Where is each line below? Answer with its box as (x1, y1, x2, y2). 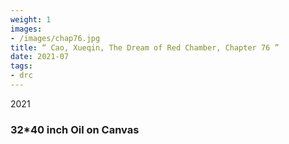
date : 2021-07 (10, 52, 70, 62)
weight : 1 (10, 14, 52, 25)
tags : (10, 61, 33, 71)
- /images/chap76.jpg (10, 33, 101, 43)
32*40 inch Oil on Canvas (10, 122, 140, 136)
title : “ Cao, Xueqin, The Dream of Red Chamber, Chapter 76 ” (10, 42, 280, 53)
